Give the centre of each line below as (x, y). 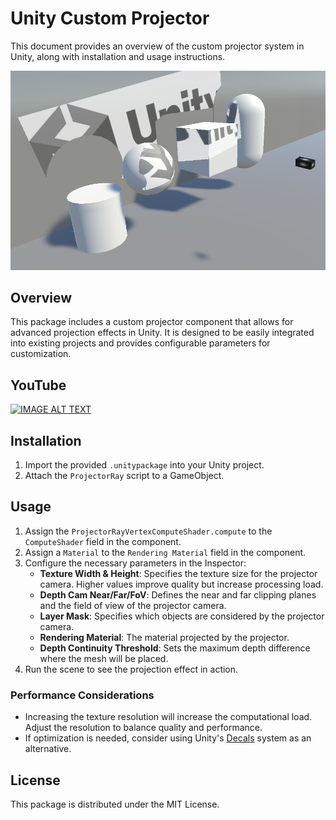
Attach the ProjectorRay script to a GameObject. (124, 476)
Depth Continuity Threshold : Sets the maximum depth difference (175, 648)
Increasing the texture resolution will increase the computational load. (168, 717)
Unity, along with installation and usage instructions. (118, 56)
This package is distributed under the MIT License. (115, 804)
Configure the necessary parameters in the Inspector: (135, 563)
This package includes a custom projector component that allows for (152, 322)
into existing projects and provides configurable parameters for (140, 343)
